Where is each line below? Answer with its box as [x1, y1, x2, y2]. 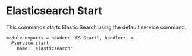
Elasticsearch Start [6, 4, 103, 18]
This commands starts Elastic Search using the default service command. [6, 24, 187, 31]
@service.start [11, 40, 49, 46]
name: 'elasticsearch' [17, 45, 73, 51]
